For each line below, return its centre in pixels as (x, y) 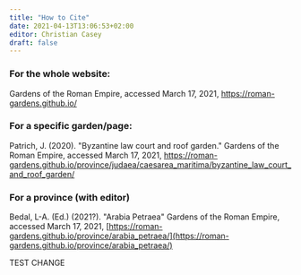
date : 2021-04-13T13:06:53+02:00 (72, 26)
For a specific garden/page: (71, 126)
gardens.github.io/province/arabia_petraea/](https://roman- (120, 236)
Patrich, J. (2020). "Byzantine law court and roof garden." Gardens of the (144, 145)
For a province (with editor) (69, 197)
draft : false (34, 43)
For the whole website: (60, 74)
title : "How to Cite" (50, 17)
